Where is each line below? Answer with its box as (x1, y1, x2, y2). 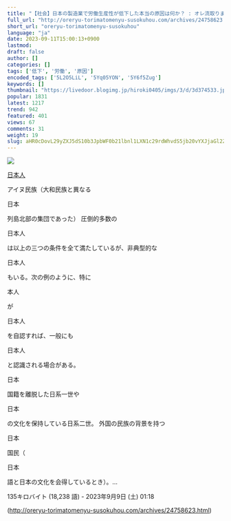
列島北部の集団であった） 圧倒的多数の (7, 215, 118, 223)
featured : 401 (7, 112, 48, 119)
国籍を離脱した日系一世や (7, 390, 80, 398)
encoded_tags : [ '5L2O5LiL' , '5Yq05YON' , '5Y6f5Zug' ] (7, 74, 162, 81)
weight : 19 (7, 131, 38, 138)
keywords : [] (7, 81, 45, 87)
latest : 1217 (7, 100, 45, 107)
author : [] (7, 55, 38, 62)
